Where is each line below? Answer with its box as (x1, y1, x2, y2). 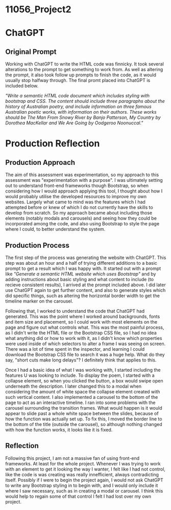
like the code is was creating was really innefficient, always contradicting (5, 471, 159, 477)
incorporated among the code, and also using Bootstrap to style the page (5, 221, 160, 227)
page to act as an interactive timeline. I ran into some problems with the (5, 399, 156, 406)
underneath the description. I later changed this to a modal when (5, 383, 142, 389)
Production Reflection (5, 138, 100, 150)
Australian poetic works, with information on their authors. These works (5, 109, 157, 115)
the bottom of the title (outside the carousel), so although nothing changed (5, 421, 162, 427)
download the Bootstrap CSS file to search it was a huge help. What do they (5, 352, 165, 357)
